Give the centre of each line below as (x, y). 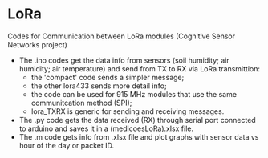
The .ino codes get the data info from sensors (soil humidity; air (124, 60)
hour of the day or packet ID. (66, 145)
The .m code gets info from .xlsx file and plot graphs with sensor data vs (139, 136)
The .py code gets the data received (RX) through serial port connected (137, 120)
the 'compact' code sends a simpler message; (108, 77)
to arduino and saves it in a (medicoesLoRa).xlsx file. (106, 128)
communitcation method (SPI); (81, 103)
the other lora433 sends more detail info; (99, 86)
